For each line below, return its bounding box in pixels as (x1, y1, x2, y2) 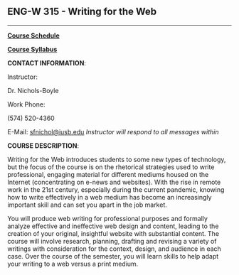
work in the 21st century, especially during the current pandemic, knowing (7, 185, 225, 194)
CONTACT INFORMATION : (7, 58, 87, 67)
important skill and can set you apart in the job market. (7, 200, 167, 209)
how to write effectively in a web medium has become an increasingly (7, 193, 212, 201)
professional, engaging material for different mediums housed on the (7, 170, 209, 178)
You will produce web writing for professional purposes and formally (7, 214, 208, 222)
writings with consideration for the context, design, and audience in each (7, 244, 222, 253)
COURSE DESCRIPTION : (7, 141, 80, 150)
